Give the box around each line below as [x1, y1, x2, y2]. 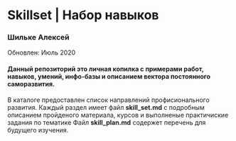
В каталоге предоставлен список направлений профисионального [7, 96, 210, 104]
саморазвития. [7, 80, 55, 89]
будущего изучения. [7, 125, 69, 134]
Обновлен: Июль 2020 [7, 48, 76, 57]
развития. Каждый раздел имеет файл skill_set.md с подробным [7, 103, 205, 111]
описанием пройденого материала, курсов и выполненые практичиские [7, 111, 229, 119]
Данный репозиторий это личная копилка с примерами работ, [7, 64, 204, 74]
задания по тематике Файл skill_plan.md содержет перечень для [7, 118, 206, 127]
